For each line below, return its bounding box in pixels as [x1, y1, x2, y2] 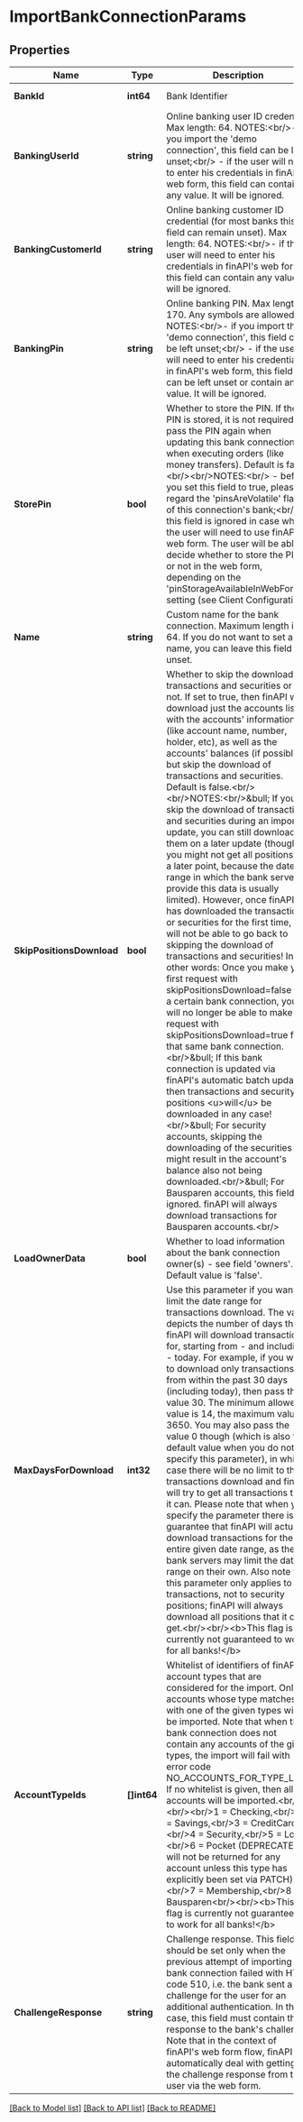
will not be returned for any [166, 1851, 281, 1863]
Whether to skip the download [166, 668, 294, 680]
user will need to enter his [166, 249, 276, 261]
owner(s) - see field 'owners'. [166, 1258, 294, 1270]
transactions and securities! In [166, 950, 294, 962]
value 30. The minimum [166, 1396, 266, 1409]
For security [215, 1119, 267, 1131]
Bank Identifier [166, 90, 228, 102]
